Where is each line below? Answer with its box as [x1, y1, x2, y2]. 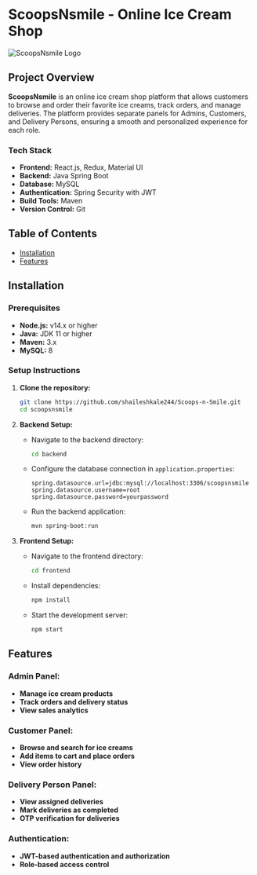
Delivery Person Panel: [8, 779, 97, 790]
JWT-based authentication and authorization [19, 851, 171, 861]
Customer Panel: [8, 725, 74, 736]
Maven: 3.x [19, 337, 57, 346]
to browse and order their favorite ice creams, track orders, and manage [8, 100, 241, 109]
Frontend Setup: [19, 536, 74, 546]
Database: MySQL [19, 179, 80, 189]
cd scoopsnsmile [19, 405, 73, 413]
